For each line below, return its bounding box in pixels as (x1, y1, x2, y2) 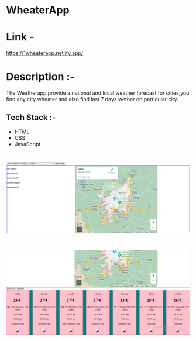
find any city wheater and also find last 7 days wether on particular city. (6, 96, 178, 103)
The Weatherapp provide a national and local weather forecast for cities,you (6, 89, 190, 97)
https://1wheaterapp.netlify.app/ (6, 50, 84, 57)
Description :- (6, 70, 75, 84)
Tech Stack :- (6, 112, 56, 123)
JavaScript (14, 140, 41, 147)
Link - (6, 30, 35, 44)
